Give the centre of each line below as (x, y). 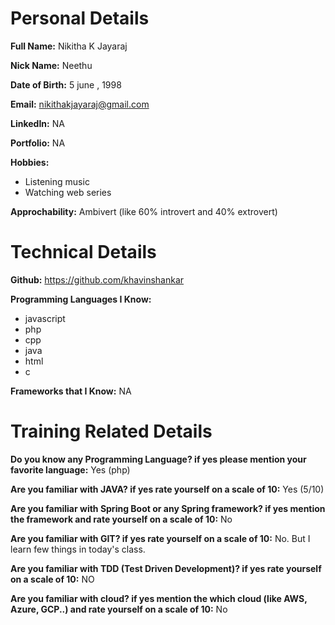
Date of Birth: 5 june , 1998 (66, 84)
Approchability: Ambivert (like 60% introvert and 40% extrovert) (144, 211)
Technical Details (83, 252)
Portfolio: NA (38, 143)
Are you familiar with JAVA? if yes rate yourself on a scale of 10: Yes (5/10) (167, 489)
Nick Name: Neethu (51, 65)
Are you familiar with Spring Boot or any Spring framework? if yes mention (168, 508)
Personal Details (80, 18)
